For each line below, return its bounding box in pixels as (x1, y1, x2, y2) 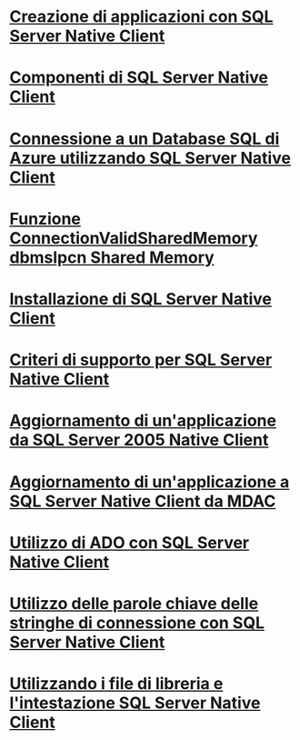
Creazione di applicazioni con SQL (9, 6, 274, 27)
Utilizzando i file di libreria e (9, 674, 224, 695)
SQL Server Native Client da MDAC (9, 491, 276, 511)
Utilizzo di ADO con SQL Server (9, 532, 250, 553)
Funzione (9, 208, 82, 229)
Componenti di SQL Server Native (9, 67, 268, 88)
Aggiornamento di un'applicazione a (9, 471, 290, 492)
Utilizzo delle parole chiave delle (9, 593, 259, 614)
